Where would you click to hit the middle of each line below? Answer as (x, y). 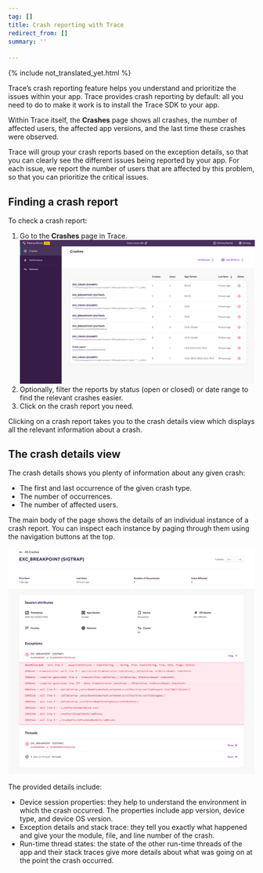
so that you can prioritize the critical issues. (78, 177)
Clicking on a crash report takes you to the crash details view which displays (131, 421)
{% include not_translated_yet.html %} (70, 73)
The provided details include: (55, 787)
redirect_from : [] (38, 33)
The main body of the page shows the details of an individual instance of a (128, 520)
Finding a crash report (63, 201)
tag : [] (21, 16)
